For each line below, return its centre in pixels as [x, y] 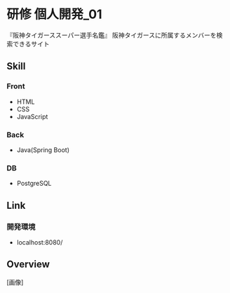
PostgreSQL [34, 184]
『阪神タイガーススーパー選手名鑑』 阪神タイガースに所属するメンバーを [111, 35]
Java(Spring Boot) [43, 150]
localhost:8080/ [40, 242]
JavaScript [32, 116]
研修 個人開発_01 [54, 14]
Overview [28, 265]
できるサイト [31, 43]
